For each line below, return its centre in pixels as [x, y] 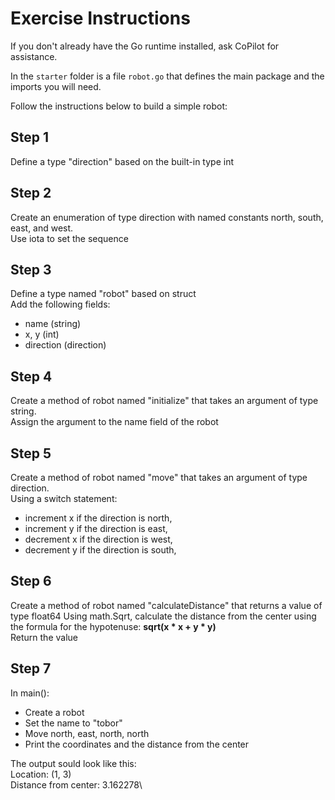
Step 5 [31, 453]
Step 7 [31, 668]
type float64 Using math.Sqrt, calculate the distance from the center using [163, 616]
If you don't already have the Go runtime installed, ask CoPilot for [145, 46]
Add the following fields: [60, 304]
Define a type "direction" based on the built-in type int [122, 161]
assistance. [34, 56]
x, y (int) [42, 334]
